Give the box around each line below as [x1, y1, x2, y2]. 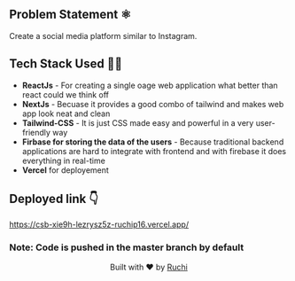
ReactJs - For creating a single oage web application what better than [21, 80, 278, 90]
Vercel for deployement [21, 164, 109, 176]
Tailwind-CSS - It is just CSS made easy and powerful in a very [21, 117, 254, 128]
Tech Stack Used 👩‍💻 [9, 57, 122, 72]
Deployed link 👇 [9, 191, 99, 207]
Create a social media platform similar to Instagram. [9, 30, 198, 41]
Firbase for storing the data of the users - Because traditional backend [21, 137, 284, 147]
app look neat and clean [21, 108, 111, 119]
